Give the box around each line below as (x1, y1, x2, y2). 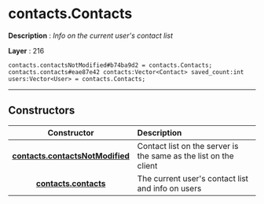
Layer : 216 (8, 46, 45, 55)
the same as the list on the (137, 150, 234, 161)
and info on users (137, 183, 202, 194)
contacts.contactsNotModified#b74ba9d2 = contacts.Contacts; (8, 61, 213, 69)
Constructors (8, 104, 75, 117)
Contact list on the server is (137, 140, 239, 151)
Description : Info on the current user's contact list (8, 31, 173, 40)
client (137, 160, 158, 171)
